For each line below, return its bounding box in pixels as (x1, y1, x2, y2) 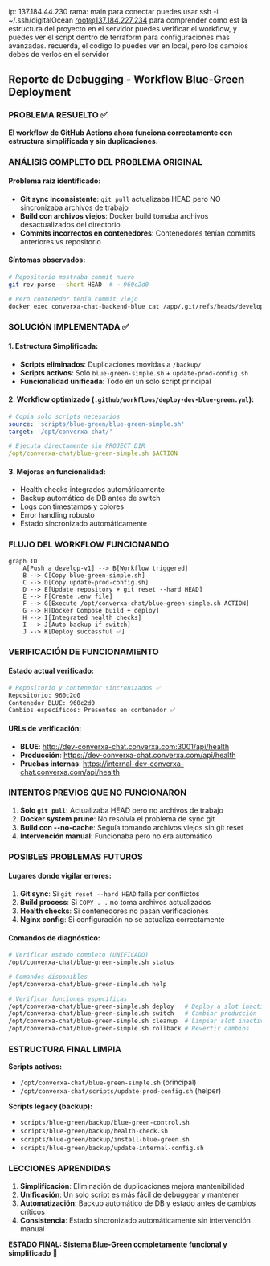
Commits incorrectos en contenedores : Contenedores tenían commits (19, 228, 256, 238)
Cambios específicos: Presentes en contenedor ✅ (8, 707, 176, 715)
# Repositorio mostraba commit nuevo (8, 273, 135, 281)
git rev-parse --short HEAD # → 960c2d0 (8, 281, 149, 289)
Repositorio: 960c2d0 (8, 691, 81, 699)
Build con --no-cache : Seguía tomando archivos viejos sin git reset (19, 822, 243, 832)
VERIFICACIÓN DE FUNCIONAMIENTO (8, 646, 159, 658)
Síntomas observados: (8, 255, 86, 264)
